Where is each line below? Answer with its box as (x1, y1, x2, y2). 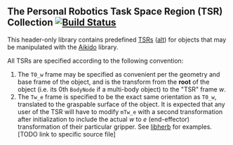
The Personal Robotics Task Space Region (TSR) (7, 6, 223, 18)
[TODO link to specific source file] (17, 130, 116, 138)
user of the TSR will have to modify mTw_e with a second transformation (17, 107, 223, 115)
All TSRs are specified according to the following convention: (7, 56, 184, 65)
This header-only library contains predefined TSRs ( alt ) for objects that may (7, 35, 227, 44)
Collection (7, 17, 53, 29)
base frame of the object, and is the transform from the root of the (17, 77, 210, 86)
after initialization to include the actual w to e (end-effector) (17, 115, 190, 123)
